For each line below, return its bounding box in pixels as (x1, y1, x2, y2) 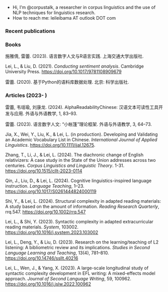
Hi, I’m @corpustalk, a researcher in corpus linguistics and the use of (12, 5, 156, 10)
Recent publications (5, 27, 55, 34)
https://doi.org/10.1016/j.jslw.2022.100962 (5, 281, 92, 287)
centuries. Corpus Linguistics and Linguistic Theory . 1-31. (5, 162, 125, 168)
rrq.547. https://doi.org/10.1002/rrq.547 (5, 209, 86, 215)
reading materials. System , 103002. (5, 224, 79, 230)
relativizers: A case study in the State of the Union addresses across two (5, 157, 156, 163)
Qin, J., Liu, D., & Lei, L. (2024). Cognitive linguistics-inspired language (5, 178, 152, 184)
